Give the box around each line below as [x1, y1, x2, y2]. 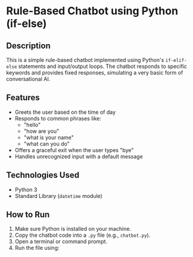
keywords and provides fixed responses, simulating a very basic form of [6, 69, 183, 76]
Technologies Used [6, 170, 79, 180]
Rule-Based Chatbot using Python [6, 4, 179, 18]
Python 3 [14, 186, 38, 193]
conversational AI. [6, 76, 51, 82]
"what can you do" [23, 140, 70, 147]
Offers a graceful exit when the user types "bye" [14, 146, 134, 153]
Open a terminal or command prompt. [14, 238, 108, 245]
